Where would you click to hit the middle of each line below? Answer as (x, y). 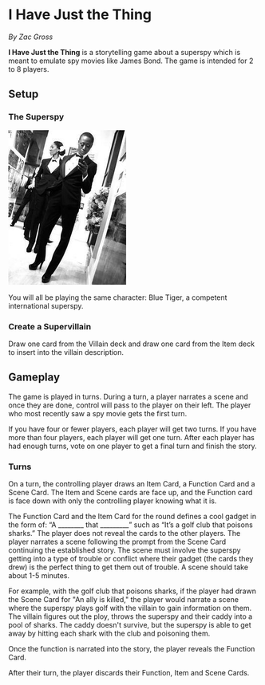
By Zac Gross (31, 37)
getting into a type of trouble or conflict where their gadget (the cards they (131, 559)
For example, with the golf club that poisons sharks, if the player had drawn (132, 591)
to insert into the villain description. (66, 352)
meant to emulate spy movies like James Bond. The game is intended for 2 (131, 61)
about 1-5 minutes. (39, 576)
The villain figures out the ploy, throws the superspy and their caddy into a (131, 616)
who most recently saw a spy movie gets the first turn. (98, 413)
